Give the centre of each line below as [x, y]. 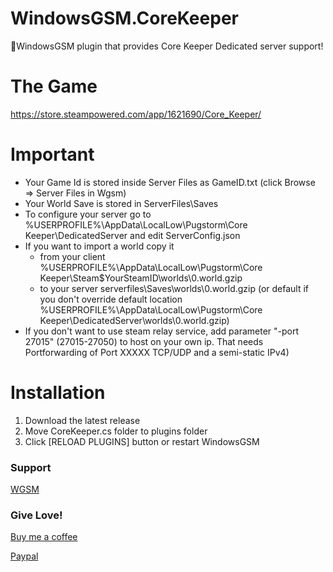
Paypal [24, 556]
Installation [58, 393]
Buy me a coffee [44, 537]
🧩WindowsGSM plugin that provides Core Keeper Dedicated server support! [167, 46]
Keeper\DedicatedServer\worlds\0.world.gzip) [134, 320]
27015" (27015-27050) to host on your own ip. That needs [144, 341]
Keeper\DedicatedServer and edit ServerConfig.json [132, 235]
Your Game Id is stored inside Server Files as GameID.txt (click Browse [170, 182]
